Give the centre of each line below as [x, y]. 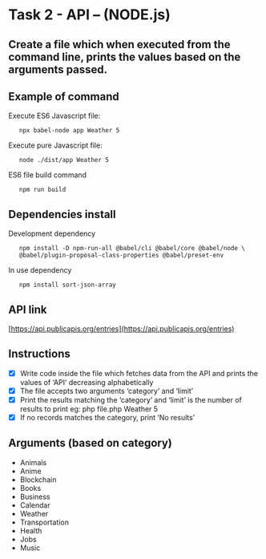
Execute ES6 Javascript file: [54, 116]
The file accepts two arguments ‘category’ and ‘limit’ [107, 391]
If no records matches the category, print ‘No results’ [107, 418]
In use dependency [40, 270]
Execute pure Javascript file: [55, 145]
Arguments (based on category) [90, 443]
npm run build [42, 190]
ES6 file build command [47, 175]
